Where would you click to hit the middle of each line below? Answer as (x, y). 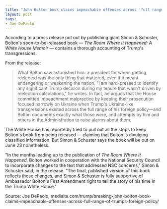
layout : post (19, 14)
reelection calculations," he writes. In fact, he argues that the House (87, 94)
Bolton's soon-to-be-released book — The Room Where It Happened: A (79, 43)
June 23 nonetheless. (27, 145)
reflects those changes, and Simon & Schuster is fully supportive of (74, 176)
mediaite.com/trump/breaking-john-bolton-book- (101, 196)
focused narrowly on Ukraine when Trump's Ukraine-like (75, 104)
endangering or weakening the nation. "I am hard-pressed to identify (87, 83)
